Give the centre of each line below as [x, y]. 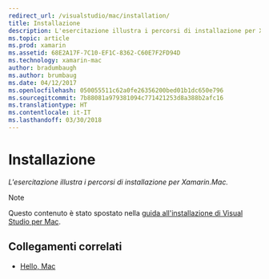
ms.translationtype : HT [48, 105]
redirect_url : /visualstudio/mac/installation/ [89, 16]
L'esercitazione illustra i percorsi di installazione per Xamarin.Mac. [118, 182]
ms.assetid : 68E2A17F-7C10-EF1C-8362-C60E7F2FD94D [94, 53]
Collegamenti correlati [65, 247]
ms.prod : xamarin [37, 46]
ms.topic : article [39, 38]
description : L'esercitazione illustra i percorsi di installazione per [132, 30]
